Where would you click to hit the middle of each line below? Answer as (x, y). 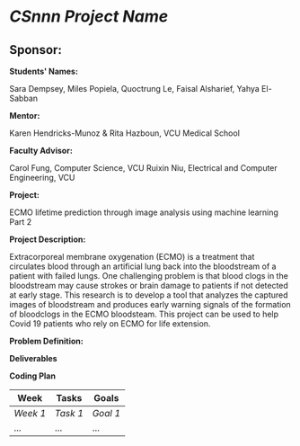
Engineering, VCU (42, 178)
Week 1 (30, 413)
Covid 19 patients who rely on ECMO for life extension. (110, 324)
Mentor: (25, 116)
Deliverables (33, 358)
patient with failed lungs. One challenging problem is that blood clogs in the (149, 276)
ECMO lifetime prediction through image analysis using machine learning (144, 212)
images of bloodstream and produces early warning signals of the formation (150, 304)
